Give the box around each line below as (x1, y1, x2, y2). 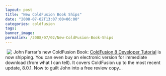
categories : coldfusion (5, 21, 55, 26)
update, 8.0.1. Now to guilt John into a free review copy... (5, 64, 123, 70)
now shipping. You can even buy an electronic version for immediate (5, 54, 147, 60)
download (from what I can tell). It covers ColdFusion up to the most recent (5, 59, 161, 65)
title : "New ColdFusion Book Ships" (5, 12, 82, 17)
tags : (5, 26, 17, 31)
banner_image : (5, 30, 35, 35)
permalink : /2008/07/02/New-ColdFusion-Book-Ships (5, 35, 114, 40)
